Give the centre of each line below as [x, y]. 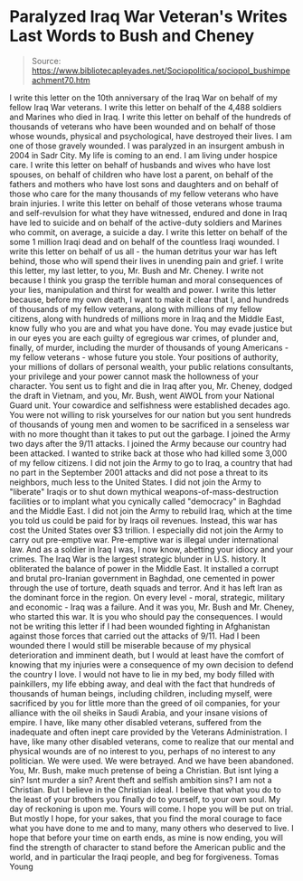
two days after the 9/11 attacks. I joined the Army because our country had [148, 443]
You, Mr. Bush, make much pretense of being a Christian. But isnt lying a [144, 770]
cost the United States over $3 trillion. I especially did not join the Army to [147, 530]
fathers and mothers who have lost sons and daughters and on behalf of [144, 184]
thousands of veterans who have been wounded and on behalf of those [142, 126]
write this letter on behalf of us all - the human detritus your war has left [143, 251]
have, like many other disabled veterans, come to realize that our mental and [152, 741]
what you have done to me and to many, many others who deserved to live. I [151, 828]
